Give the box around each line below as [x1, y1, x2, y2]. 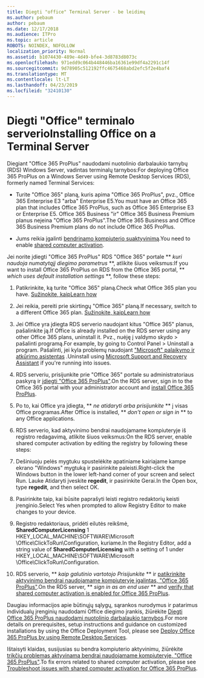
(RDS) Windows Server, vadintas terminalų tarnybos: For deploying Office [7, 166, 189, 173]
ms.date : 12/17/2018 [7, 25, 59, 32]
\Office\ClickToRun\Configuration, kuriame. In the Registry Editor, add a [15, 539, 191, 546]
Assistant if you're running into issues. [15, 359, 111, 366]
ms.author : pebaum [7, 15, 53, 21]
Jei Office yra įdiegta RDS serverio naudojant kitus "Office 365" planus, [15, 320, 194, 327]
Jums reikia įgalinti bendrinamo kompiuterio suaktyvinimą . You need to [15, 235, 191, 242]
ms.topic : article [7, 37, 53, 43]
